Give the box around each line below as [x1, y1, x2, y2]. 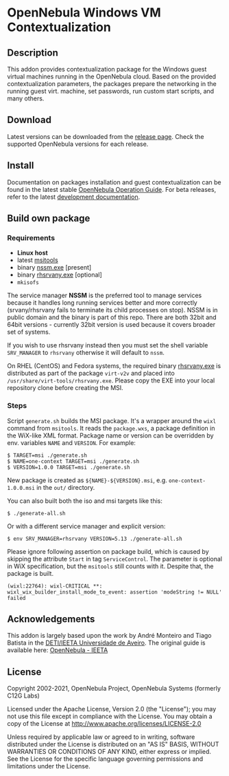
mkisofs [16, 279, 39, 286]
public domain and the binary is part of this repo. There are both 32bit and [7, 313, 217, 321]
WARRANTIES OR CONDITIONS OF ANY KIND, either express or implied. [7, 748, 211, 756]
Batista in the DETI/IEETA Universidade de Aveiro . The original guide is [7, 638, 206, 647]
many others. [7, 94, 45, 103]
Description [7, 47, 58, 58]
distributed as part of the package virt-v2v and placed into [7, 369, 175, 378]
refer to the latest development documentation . [7, 193, 141, 201]
